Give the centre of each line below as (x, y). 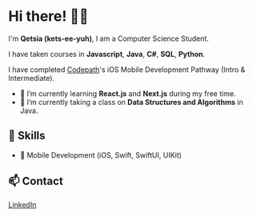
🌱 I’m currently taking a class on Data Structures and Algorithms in (131, 102)
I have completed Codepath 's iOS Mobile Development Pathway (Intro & (127, 69)
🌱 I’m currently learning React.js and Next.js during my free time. (128, 93)
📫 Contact (36, 181)
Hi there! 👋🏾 (48, 16)
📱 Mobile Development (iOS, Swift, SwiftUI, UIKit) (101, 155)
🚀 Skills (27, 136)
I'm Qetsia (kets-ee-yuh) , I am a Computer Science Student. (109, 38)
